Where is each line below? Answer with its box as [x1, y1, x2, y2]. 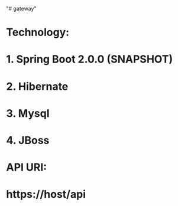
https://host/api [6, 188, 86, 201]
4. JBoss [6, 133, 50, 147]
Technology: [6, 26, 70, 39]
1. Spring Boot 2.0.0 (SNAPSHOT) [6, 53, 173, 66]
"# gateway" [6, 5, 37, 12]
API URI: [6, 161, 47, 174]
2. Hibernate [6, 80, 69, 93]
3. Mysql [6, 106, 50, 120]
